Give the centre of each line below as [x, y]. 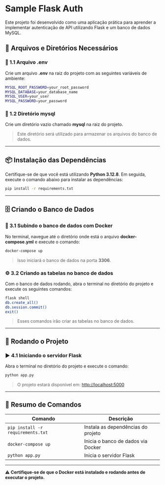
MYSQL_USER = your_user [27, 97]
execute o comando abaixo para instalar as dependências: [64, 180]
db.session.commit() [26, 307]
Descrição [121, 418]
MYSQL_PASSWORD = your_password [36, 101]
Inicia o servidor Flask [110, 455]
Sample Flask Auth [44, 9]
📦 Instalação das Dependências [56, 160]
